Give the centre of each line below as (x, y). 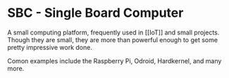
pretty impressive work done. (50, 47)
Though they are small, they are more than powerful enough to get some (113, 39)
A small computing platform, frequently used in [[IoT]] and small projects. (113, 32)
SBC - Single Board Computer (95, 13)
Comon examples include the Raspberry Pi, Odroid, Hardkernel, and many (114, 60)
